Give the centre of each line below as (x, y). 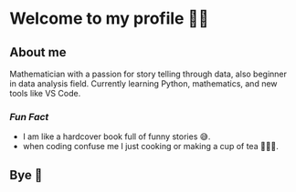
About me (38, 52)
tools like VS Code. (45, 93)
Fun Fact (29, 116)
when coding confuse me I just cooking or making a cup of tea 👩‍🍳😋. (150, 147)
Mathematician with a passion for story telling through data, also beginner (148, 74)
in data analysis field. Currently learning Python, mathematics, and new (143, 84)
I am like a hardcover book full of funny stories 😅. (116, 136)
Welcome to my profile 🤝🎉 (109, 19)
